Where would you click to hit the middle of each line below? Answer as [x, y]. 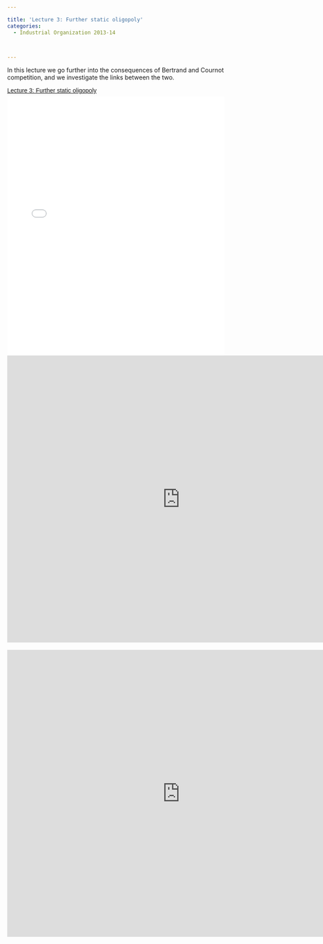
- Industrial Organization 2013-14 [65, 32]
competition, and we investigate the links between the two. [91, 77]
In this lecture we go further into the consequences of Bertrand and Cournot [116, 70]
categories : [24, 26]
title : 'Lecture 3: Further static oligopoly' [75, 19]
